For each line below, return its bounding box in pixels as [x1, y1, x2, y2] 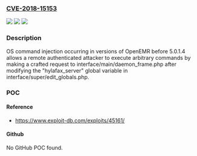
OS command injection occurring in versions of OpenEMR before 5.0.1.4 [6, 47, 186, 55]
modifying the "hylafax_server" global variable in [6, 67, 129, 74]
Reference [6, 103, 33, 111]
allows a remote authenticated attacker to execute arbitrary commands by [6, 54, 191, 61]
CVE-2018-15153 [6, 4, 58, 13]
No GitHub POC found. [6, 144, 63, 151]
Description [6, 34, 42, 42]
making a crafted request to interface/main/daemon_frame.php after [6, 60, 177, 68]
